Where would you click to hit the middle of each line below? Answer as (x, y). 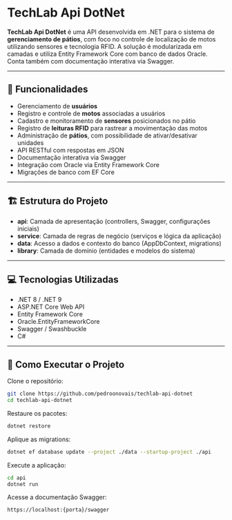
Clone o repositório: (35, 381)
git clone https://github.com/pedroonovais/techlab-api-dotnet (100, 394)
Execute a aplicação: (37, 465)
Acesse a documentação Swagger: (57, 497)
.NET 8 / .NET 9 (39, 300)
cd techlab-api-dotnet (40, 401)
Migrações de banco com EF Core (66, 172)
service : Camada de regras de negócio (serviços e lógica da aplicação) (119, 235)
